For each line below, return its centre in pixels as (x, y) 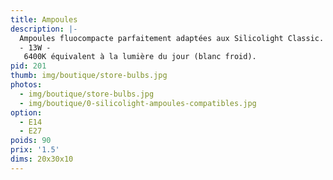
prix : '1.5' (35, 150)
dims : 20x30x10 (42, 159)
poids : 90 (31, 141)
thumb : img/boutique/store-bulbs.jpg (89, 76)
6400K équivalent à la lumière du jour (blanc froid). (140, 57)
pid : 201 (28, 66)
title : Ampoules (44, 19)
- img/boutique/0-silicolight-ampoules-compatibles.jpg (138, 103)
